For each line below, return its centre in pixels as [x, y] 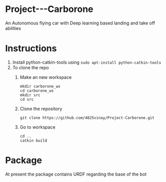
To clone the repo [30, 67]
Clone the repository [41, 109]
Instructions [31, 49]
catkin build [33, 141]
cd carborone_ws [37, 91]
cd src [27, 99]
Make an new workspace [46, 77]
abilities [13, 28]
